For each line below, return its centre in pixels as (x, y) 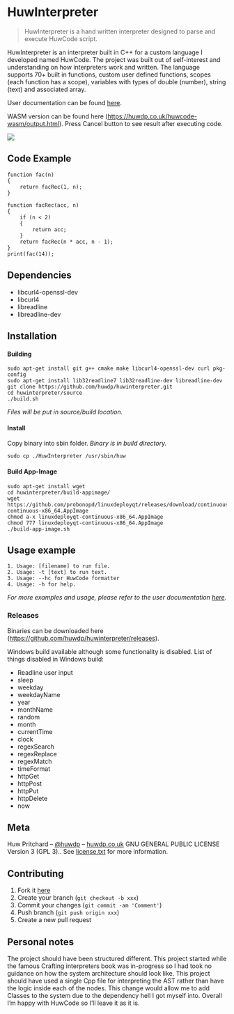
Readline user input (45, 672)
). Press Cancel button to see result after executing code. (141, 123)
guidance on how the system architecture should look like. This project (109, 974)
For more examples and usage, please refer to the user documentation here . (117, 598)
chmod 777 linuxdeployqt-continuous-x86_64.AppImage (85, 523)
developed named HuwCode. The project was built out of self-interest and (114, 59)
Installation (32, 336)
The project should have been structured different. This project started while (117, 959)
